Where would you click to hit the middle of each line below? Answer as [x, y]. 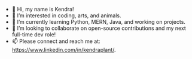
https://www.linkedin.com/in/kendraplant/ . [64, 50]
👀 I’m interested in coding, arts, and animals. [66, 15]
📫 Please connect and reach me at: [56, 41]
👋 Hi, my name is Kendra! [43, 9]
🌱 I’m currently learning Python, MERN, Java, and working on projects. [98, 22]
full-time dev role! [34, 35]
